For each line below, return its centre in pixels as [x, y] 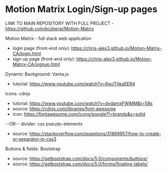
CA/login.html [27, 53]
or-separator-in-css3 [34, 139]
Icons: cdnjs [18, 93]
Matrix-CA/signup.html [36, 64]
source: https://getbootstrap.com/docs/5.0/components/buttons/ [80, 158]
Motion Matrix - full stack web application [48, 38]
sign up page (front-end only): [44, 59]
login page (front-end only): [41, 48]
